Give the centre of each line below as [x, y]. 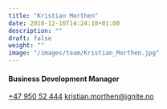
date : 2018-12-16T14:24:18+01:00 [64, 23]
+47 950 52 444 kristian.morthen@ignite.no [81, 96]
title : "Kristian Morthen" [53, 16]
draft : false [30, 38]
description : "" [35, 30]
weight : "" [26, 46]
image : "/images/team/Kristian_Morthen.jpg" [84, 53]
